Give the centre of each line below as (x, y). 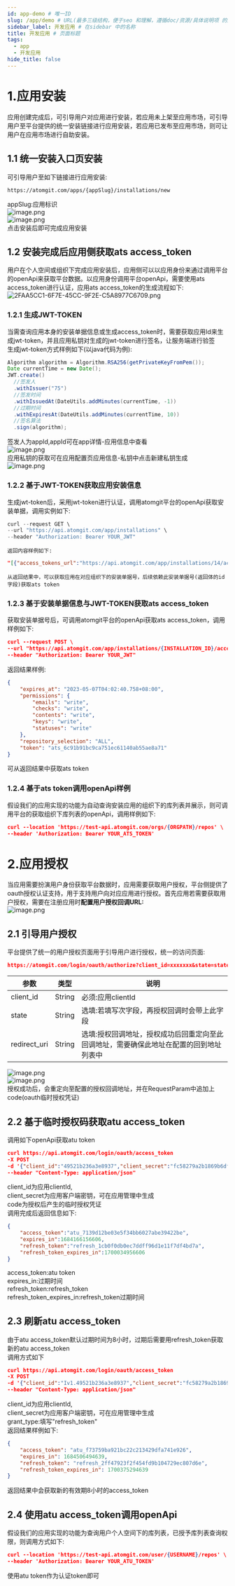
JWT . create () (26, 376)
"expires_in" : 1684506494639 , (64, 1456)
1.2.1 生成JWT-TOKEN (45, 315)
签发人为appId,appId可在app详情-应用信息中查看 (78, 442)
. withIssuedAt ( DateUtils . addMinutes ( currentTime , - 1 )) (95, 401)
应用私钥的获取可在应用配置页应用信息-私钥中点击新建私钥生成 (98, 458)
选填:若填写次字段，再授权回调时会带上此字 (152, 1011)
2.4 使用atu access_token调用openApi (92, 1515)
